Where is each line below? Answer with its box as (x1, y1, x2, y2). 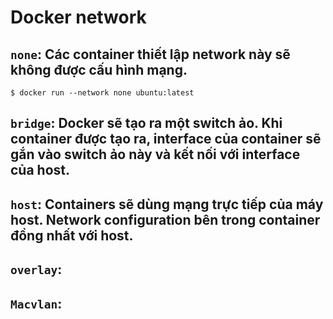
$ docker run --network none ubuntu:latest (10, 88, 195, 98)
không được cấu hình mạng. (10, 61, 188, 78)
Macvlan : (10, 295, 63, 312)
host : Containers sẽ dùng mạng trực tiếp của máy (10, 196, 324, 213)
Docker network (10, 6, 147, 29)
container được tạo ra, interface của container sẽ (10, 131, 322, 148)
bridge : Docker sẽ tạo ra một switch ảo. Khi (10, 115, 283, 132)
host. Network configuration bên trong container (10, 211, 321, 228)
